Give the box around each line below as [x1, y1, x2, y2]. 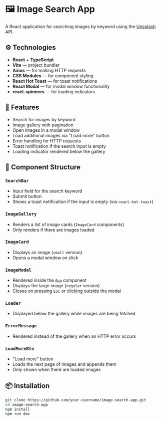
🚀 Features [5, 103, 39, 112]
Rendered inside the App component [12, 277, 86, 283]
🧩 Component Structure [5, 163, 81, 171]
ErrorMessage [5, 323, 37, 329]
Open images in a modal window [12, 127, 80, 133]
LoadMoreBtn [5, 346, 34, 351]
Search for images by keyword [12, 116, 76, 122]
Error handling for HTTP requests [12, 138, 81, 144]
